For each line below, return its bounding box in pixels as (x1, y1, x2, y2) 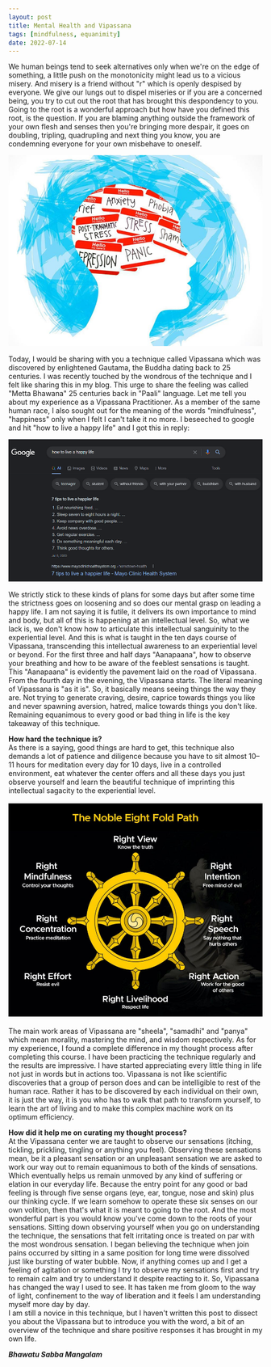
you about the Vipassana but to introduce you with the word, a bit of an (8, 1317, 244, 1327)
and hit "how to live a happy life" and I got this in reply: (8, 423, 190, 432)
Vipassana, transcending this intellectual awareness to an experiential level (8, 641, 258, 651)
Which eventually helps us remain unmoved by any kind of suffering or (8, 1171, 244, 1180)
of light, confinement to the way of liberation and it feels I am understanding (8, 1291, 261, 1301)
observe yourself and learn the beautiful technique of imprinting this (8, 777, 236, 787)
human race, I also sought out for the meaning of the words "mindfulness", (8, 406, 256, 416)
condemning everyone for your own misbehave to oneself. (8, 139, 202, 149)
